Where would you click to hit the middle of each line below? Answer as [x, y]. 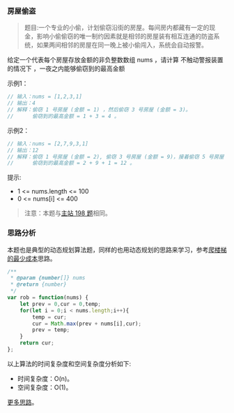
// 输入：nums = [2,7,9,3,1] [48, 144]
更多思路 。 [23, 402]
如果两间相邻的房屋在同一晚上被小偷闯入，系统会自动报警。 [122, 45]
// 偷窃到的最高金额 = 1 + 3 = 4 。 [63, 116]
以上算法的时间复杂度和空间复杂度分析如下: [69, 363]
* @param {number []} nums [48, 278]
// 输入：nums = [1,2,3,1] [45, 97]
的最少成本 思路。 [32, 258]
